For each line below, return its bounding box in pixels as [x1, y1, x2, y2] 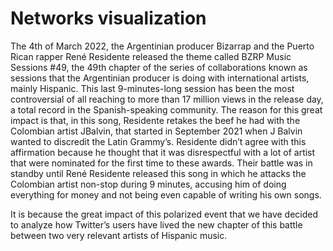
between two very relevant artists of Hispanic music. [10, 229, 228, 241]
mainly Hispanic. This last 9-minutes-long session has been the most [10, 82, 295, 94]
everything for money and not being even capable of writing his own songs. [10, 188, 322, 201]
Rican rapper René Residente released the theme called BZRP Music [10, 50, 292, 62]
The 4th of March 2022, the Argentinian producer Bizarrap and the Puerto [10, 40, 315, 52]
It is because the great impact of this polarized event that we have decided [10, 208, 319, 220]
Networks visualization [10, 7, 207, 30]
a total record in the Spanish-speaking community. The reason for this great [10, 103, 323, 116]
